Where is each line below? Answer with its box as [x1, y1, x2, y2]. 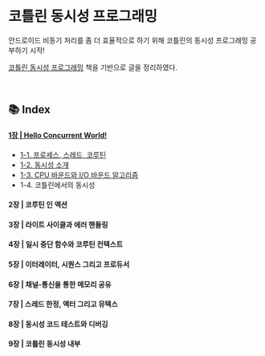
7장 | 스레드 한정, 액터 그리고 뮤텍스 [8, 299, 118, 309]
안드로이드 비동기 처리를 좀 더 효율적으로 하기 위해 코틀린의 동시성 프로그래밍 [8, 35, 249, 45]
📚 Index [8, 103, 51, 117]
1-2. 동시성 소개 [19, 160, 70, 170]
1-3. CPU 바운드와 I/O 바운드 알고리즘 [19, 170, 139, 179]
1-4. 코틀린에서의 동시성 [19, 180, 96, 190]
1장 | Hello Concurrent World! [8, 130, 107, 140]
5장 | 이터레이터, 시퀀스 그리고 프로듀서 [8, 259, 130, 269]
